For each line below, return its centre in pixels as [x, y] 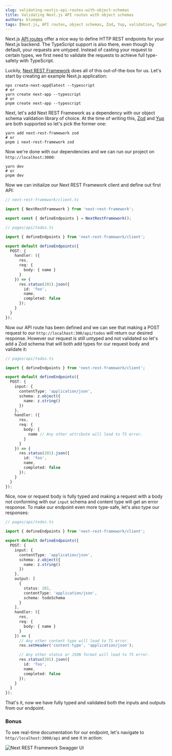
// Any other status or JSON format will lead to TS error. [84, 655]
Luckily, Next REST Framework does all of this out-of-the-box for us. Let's [83, 71]
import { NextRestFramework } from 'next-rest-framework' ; [70, 209]
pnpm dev [15, 176]
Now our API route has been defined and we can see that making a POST [82, 327]
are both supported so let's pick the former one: [56, 124]
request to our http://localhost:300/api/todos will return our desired [79, 333]
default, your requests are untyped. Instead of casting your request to [79, 50]
